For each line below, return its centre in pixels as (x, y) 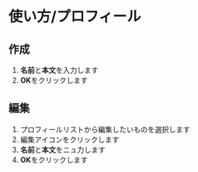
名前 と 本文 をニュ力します (63, 149)
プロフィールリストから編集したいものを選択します (105, 129)
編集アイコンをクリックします (70, 140)
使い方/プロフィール (75, 17)
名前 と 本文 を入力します (59, 70)
